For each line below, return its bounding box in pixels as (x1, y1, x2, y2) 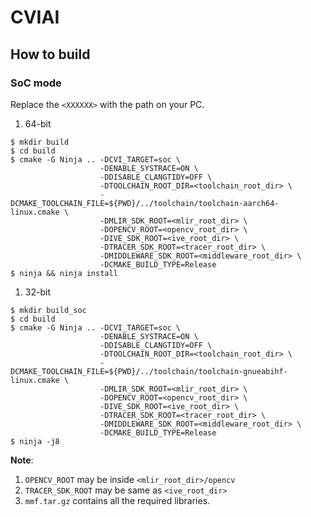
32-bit (24, 286, 51, 298)
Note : (10, 454, 34, 466)
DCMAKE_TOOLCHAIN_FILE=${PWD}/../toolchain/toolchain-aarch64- (10, 198, 280, 208)
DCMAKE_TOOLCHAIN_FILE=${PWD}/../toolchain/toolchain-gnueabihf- (10, 366, 288, 376)
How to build (10, 46, 91, 63)
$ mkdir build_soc (10, 305, 87, 315)
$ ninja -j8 (10, 436, 60, 446)
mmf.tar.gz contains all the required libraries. (24, 494, 211, 506)
